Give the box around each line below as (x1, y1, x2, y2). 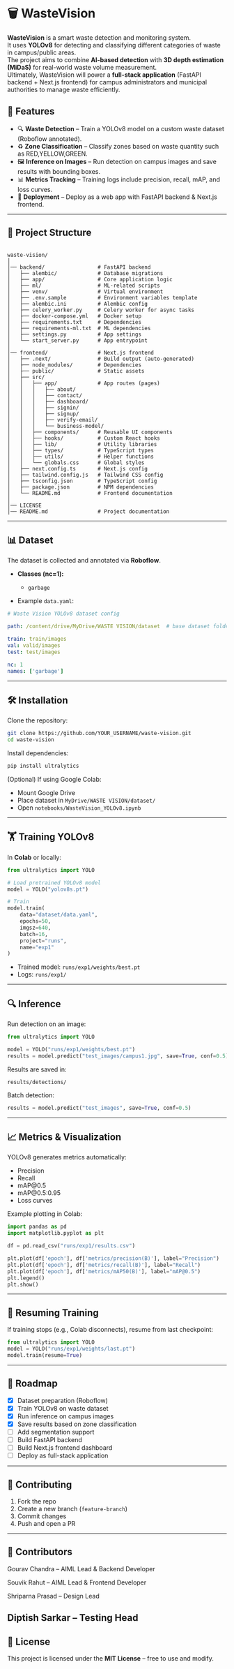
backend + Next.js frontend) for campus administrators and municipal (7, 77, 208, 86)
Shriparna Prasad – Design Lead (7, 1592, 100, 1600)
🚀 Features (7, 105, 55, 117)
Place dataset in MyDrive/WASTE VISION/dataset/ (17, 796, 156, 804)
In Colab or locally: (7, 853, 61, 861)
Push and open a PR (17, 1519, 76, 1527)
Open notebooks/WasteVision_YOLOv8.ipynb (17, 803, 141, 812)
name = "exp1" (19, 944, 54, 951)
